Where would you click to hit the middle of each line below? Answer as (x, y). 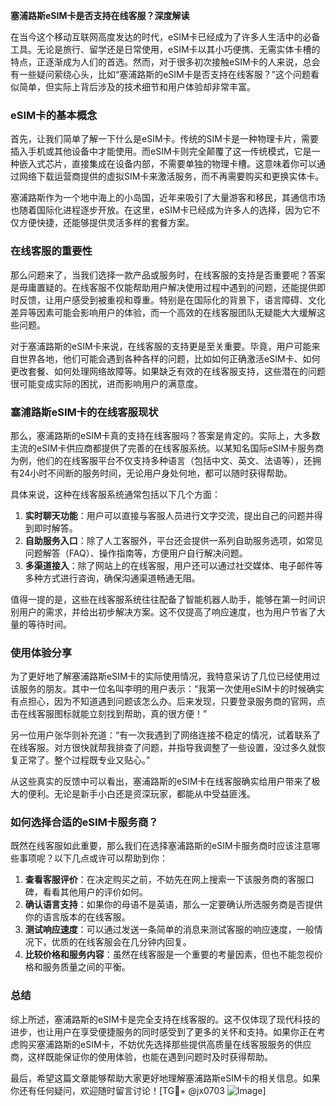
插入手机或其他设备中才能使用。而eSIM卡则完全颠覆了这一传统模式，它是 (161, 151)
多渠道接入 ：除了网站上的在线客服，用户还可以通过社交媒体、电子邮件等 (173, 565)
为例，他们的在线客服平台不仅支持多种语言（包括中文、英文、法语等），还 (161, 460)
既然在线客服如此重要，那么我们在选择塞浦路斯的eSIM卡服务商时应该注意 (161, 846)
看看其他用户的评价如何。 (95, 892)
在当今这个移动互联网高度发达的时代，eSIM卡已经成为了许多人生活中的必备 (165, 37)
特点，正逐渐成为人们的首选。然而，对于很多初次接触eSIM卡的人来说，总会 (165, 62)
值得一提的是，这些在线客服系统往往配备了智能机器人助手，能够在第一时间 (163, 599)
